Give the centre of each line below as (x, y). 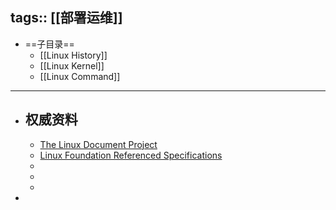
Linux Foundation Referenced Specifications (131, 155)
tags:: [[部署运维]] (66, 18)
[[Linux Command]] (80, 76)
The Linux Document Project (98, 144)
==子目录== (49, 44)
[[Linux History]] (73, 55)
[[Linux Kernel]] (72, 65)
